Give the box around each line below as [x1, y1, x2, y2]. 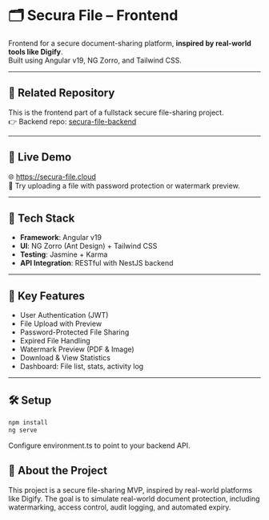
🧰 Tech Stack [8, 211, 75, 225]
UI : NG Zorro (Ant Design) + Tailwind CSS [19, 242, 158, 251]
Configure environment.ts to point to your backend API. [8, 441, 191, 450]
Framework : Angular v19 [19, 233, 102, 242]
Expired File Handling [19, 336, 90, 346]
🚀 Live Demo [8, 150, 72, 165]
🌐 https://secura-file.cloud [8, 172, 96, 181]
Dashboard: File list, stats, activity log [19, 362, 144, 372]
